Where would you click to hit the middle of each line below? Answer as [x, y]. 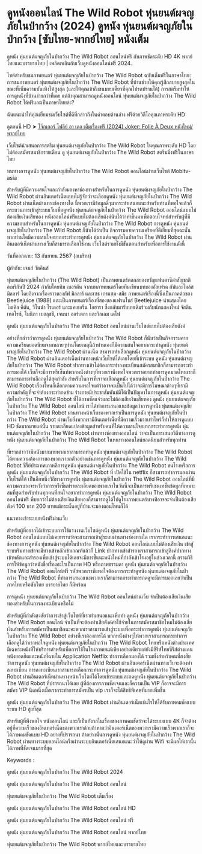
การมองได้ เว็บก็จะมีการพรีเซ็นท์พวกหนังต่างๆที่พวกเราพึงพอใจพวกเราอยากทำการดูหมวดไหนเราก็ [101, 372]
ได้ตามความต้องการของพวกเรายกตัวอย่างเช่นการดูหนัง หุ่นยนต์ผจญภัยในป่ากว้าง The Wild [97, 458]
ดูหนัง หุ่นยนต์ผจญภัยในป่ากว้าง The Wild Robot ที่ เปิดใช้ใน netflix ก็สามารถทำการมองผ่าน [101, 472]
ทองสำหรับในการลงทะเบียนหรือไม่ [40, 603]
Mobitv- [181, 171]
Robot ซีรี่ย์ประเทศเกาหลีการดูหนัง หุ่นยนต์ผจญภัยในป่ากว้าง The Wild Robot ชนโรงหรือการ [101, 465]
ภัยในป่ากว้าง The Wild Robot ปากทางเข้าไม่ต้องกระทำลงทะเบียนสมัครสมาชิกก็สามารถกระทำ [100, 365]
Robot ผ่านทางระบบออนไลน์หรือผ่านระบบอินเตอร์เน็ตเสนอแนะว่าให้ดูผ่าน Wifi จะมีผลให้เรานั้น [102, 741]
